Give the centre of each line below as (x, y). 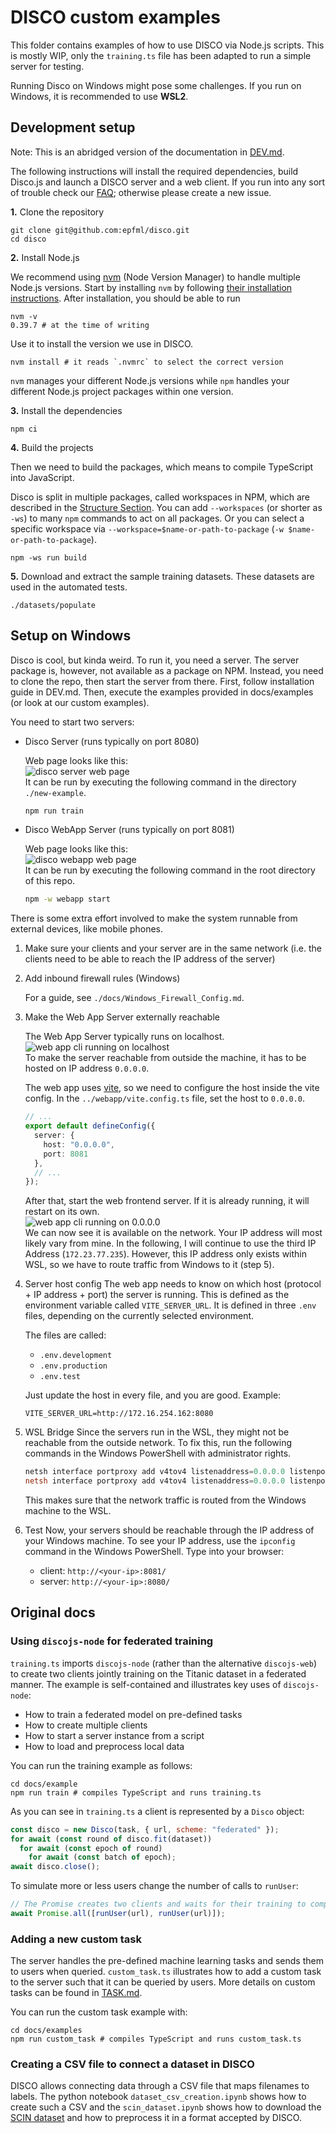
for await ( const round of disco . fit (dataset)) (111, 1839)
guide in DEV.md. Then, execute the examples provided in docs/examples (162, 692)
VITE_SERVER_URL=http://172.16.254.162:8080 (119, 1414)
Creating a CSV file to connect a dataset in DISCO (132, 2064)
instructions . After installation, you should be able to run (125, 298)
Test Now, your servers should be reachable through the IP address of (169, 1530)
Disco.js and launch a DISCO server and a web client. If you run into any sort (168, 182)
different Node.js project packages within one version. (122, 391)
